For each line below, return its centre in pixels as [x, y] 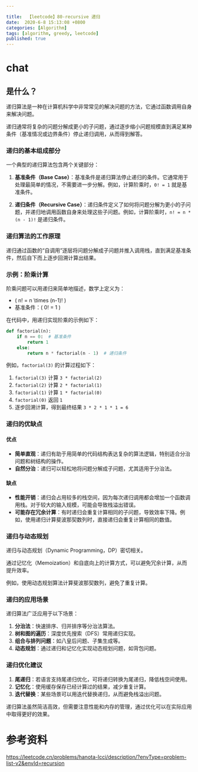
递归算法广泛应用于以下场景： [42, 613]
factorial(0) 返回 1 [39, 400]
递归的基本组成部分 [33, 151]
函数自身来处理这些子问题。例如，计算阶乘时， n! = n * [123, 212]
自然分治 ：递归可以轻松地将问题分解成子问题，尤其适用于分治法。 [95, 469]
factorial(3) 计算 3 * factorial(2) [58, 378]
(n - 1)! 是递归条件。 [42, 219]
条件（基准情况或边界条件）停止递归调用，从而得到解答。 [76, 134]
